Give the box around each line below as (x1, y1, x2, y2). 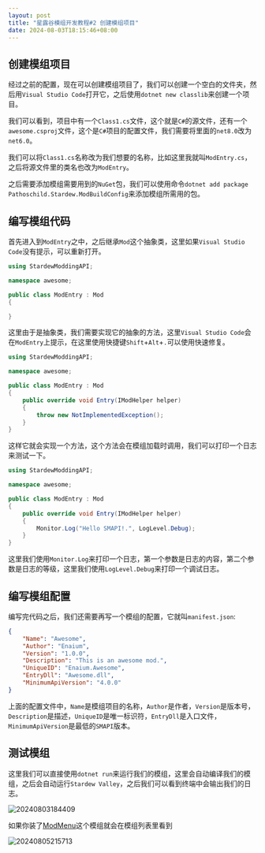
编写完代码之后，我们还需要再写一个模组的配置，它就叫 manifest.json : (8, 612, 237, 621)
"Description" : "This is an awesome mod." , (22, 657, 168, 665)
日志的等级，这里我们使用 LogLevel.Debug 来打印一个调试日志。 (21, 564, 224, 574)
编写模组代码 (8, 214, 71, 228)
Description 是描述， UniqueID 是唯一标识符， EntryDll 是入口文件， (8, 711, 222, 721)
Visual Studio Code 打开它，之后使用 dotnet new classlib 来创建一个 (22, 90, 243, 99)
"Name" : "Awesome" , (22, 635, 87, 643)
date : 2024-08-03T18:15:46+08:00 (8, 26, 118, 34)
